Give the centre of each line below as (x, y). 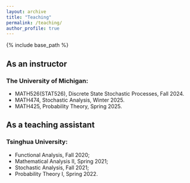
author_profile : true (33, 28)
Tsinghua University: (37, 142)
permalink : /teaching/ (34, 23)
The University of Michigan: (47, 81)
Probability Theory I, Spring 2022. (56, 173)
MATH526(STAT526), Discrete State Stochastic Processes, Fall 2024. (99, 93)
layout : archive (26, 12)
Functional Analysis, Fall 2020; (52, 154)
